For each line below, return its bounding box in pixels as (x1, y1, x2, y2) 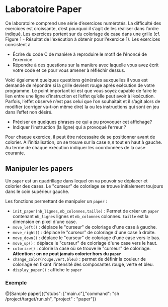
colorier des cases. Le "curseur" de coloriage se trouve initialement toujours (5, 183, 163, 189)
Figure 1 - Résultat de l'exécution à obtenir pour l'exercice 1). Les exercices (5, 36, 160, 42)
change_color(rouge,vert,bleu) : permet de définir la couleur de (12, 256, 146, 262)
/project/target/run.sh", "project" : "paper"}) (5, 296, 97, 302)
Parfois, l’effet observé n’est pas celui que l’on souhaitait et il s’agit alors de (5, 98, 160, 104)
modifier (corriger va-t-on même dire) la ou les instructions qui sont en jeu (5, 104, 159, 110)
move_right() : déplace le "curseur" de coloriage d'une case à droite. (12, 229, 156, 235)
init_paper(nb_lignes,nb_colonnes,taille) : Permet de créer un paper (12, 208, 159, 214)
